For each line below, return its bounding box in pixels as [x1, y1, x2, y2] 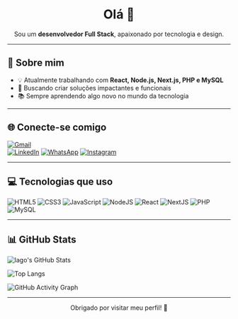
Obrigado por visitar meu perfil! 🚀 [70, 303, 168, 312]
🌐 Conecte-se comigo [7, 122, 107, 134]
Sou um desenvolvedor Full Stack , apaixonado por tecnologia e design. [13, 30, 225, 38]
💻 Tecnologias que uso [7, 175, 113, 187]
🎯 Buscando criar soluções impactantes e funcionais [17, 83, 171, 92]
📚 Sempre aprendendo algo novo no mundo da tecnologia [17, 91, 189, 100]
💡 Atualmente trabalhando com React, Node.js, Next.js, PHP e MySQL [17, 76, 224, 84]
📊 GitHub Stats [7, 233, 76, 245]
